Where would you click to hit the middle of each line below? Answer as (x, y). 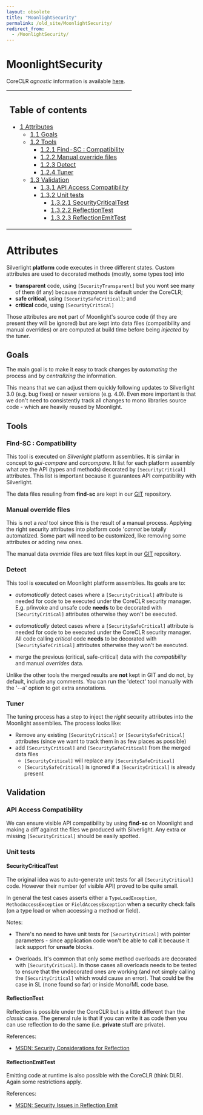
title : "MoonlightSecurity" (42, 18)
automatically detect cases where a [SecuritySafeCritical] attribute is (104, 625)
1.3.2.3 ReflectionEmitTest (88, 218)
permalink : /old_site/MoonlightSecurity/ (59, 23)
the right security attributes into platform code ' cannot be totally (86, 529)
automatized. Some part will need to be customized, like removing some (96, 536)
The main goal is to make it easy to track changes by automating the (92, 370)
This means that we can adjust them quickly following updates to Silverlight (101, 388)
